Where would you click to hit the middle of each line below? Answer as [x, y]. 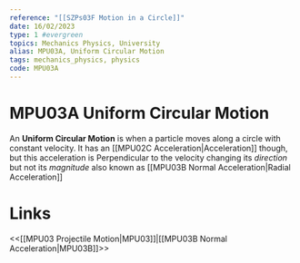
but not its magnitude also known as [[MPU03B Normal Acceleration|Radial [150, 167]
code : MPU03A [34, 69]
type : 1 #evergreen [46, 34]
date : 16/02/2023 [42, 26]
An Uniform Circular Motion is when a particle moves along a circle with [145, 138]
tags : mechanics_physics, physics [75, 60]
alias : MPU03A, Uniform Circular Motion [87, 52]
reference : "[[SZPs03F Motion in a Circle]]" [97, 18]
